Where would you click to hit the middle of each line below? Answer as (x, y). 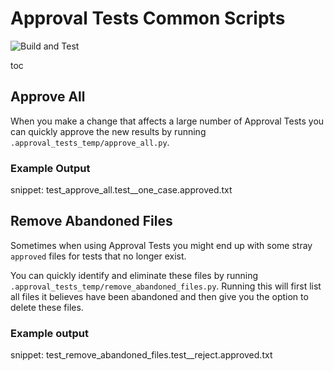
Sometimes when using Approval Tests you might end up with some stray (161, 245)
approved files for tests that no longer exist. (98, 256)
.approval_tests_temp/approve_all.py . (90, 142)
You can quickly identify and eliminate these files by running (134, 275)
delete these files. (47, 307)
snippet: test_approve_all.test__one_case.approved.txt (121, 190)
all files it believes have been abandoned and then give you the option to (159, 296)
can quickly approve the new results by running (108, 131)
